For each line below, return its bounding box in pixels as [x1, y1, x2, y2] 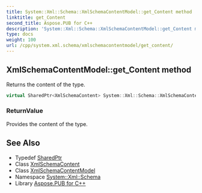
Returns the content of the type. [6, 81, 85, 88]
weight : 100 [6, 37, 36, 43]
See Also [6, 138, 40, 148]
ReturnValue [6, 107, 43, 115]
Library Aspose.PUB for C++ [14, 179, 86, 187]
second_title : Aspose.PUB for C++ [6, 20, 93, 26]
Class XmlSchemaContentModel [14, 166, 96, 174]
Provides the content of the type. [6, 120, 88, 127]
